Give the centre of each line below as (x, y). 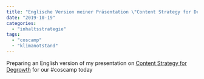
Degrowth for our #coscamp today (49, 69)
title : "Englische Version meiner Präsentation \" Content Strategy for (99, 12)
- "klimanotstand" (35, 46)
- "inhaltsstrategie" (39, 29)
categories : (21, 23)
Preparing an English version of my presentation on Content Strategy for (97, 63)
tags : (13, 35)
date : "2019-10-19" (31, 18)
